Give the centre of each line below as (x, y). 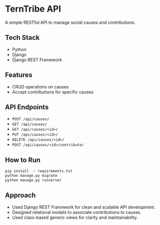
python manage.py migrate (31, 176)
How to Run (23, 160)
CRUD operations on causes (40, 87)
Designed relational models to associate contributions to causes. (77, 212)
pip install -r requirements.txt (39, 171)
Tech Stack (22, 38)
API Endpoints (27, 107)
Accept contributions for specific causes (53, 92)
